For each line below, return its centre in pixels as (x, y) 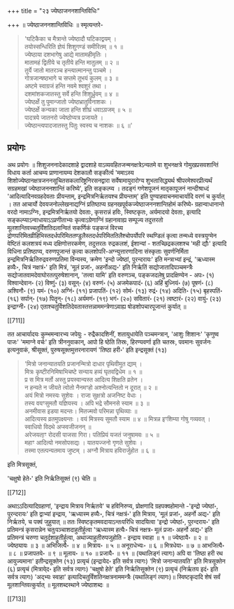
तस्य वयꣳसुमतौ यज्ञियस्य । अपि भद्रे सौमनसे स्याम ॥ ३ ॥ (87, 403)
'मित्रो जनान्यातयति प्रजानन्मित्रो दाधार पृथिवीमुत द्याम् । (83, 363)
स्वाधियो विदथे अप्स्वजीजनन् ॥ (58, 426)
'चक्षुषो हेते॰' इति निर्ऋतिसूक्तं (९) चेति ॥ (52, 478)
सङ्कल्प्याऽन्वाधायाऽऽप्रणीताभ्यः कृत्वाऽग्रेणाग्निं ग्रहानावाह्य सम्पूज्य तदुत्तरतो (85, 220)
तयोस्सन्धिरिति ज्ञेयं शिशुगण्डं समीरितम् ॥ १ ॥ (74, 47)
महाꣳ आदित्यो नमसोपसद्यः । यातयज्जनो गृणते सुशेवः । (83, 442)
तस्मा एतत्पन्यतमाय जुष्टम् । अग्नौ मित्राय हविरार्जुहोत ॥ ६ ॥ (90, 450)
